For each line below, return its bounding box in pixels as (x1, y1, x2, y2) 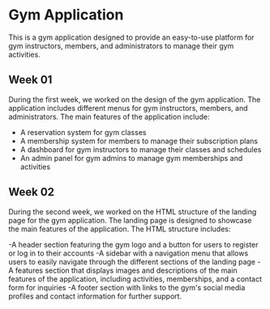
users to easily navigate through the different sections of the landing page (8, 256, 256, 266)
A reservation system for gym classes (19, 127, 147, 137)
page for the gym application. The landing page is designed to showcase (8, 215, 252, 225)
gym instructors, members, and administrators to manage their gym (8, 40, 234, 50)
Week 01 (8, 73, 53, 87)
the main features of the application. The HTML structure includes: (8, 224, 231, 234)
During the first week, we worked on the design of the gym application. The (8, 95, 261, 104)
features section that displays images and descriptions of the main (15, 265, 238, 275)
